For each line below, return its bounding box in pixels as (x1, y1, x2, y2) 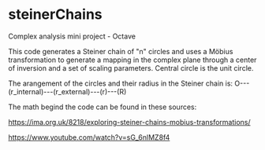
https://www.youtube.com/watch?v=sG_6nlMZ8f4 (8, 132, 170, 142)
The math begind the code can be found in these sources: (8, 102, 197, 112)
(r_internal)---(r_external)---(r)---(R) (8, 86, 127, 96)
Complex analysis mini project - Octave (8, 31, 136, 41)
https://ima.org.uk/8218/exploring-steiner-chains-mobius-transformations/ (8, 117, 251, 126)
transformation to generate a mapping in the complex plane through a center (8, 55, 257, 64)
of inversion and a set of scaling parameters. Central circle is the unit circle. (8, 63, 254, 72)
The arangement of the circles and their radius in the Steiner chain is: (8, 79, 233, 88)
